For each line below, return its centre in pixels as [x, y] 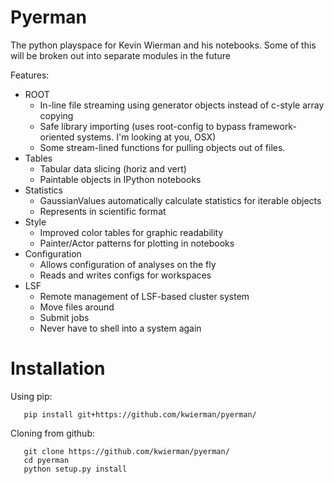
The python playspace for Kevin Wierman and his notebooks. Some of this [163, 45]
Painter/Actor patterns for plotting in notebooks [137, 243]
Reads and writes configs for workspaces [125, 275]
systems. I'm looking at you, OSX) [146, 137]
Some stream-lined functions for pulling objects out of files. [162, 147]
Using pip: [31, 396]
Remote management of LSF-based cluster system [144, 296]
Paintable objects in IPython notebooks [120, 179]
